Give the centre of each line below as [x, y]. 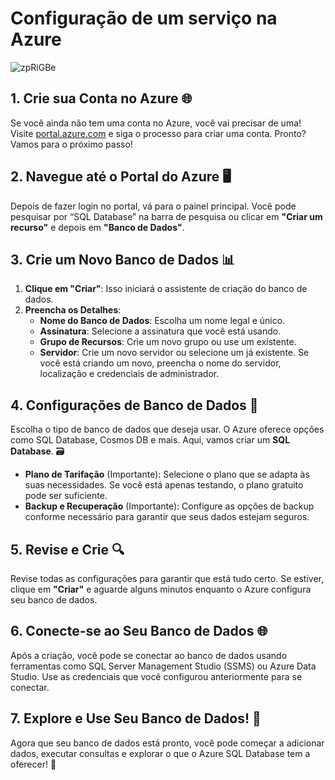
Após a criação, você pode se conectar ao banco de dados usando [149, 655]
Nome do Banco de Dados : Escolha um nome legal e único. [162, 321]
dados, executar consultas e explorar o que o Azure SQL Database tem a [160, 753]
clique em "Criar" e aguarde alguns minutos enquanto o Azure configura [161, 589]
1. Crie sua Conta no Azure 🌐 [101, 98]
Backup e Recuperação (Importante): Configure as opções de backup [169, 506]
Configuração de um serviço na [144, 18]
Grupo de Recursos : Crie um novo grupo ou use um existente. [168, 342]
